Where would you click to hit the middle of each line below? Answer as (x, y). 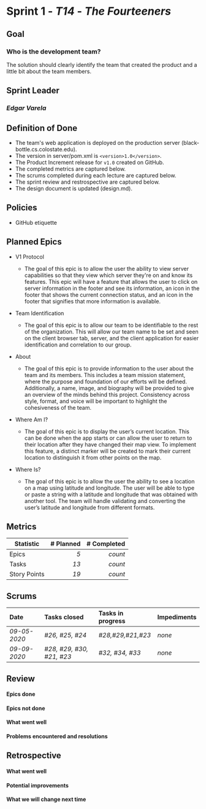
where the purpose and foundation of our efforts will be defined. (105, 381)
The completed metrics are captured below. (71, 169)
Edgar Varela (26, 108)
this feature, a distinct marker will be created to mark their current (108, 451)
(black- (190, 143)
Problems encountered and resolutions (57, 737)
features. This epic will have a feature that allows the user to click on (111, 281)
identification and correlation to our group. (78, 345)
